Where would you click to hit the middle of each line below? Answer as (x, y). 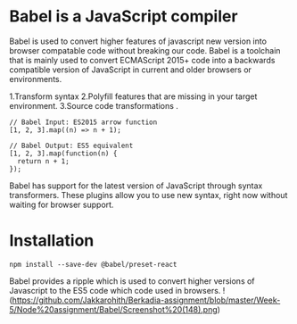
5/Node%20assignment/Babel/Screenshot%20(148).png (113, 309)
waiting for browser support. (62, 204)
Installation (52, 241)
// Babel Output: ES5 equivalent (71, 145)
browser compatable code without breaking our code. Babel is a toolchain (145, 50)
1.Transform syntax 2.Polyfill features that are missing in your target (133, 96)
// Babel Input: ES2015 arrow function (83, 122)
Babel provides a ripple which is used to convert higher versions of (132, 281)
